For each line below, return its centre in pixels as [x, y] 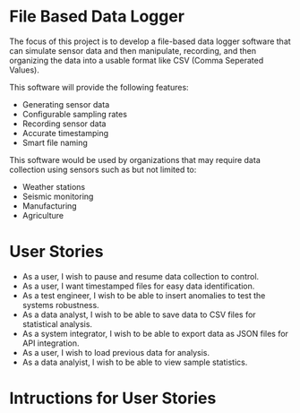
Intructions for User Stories [113, 398]
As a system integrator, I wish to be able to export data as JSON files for [155, 333]
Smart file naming [55, 142]
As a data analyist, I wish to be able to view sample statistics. [135, 362]
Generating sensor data [66, 104]
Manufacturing [50, 206]
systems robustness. [61, 305]
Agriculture [43, 215]
